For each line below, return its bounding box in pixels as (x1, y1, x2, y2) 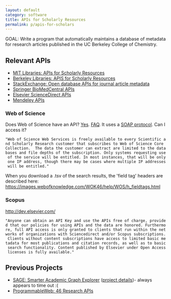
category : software (5, 12, 47, 17)
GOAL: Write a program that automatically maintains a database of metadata (5, 36, 166, 42)
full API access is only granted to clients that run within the (14, 227, 157, 232)
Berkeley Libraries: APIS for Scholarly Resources (12, 75, 116, 82)
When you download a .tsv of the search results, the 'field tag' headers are (5, 173, 163, 179)
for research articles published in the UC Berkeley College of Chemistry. (5, 42, 158, 48)
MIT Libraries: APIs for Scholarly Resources (12, 70, 105, 76)
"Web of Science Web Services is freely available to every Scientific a (5, 137, 166, 142)
